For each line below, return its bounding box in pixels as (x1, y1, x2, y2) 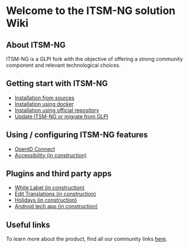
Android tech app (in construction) (14, 203, 98, 210)
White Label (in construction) (14, 184, 85, 191)
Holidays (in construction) (14, 196, 77, 203)
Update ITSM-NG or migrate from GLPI (14, 113, 108, 120)
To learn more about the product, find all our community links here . (6, 236, 168, 243)
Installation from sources (14, 94, 75, 101)
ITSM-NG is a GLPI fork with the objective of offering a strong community (6, 56, 183, 62)
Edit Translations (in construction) (14, 191, 97, 198)
